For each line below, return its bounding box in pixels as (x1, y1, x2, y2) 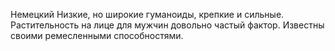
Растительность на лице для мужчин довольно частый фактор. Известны (10, 19, 325, 31)
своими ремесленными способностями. (10, 30, 184, 41)
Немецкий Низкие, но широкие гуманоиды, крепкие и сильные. (10, 9, 285, 20)
